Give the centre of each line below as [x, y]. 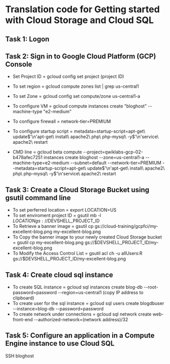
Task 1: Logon [27, 39]
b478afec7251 [28, 158]
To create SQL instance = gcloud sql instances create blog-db [78, 287]
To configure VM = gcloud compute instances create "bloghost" [80, 106]
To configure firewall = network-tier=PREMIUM [62, 121]
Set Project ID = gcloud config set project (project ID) [68, 76]
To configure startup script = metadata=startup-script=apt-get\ [79, 132]
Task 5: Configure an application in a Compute [80, 336]
